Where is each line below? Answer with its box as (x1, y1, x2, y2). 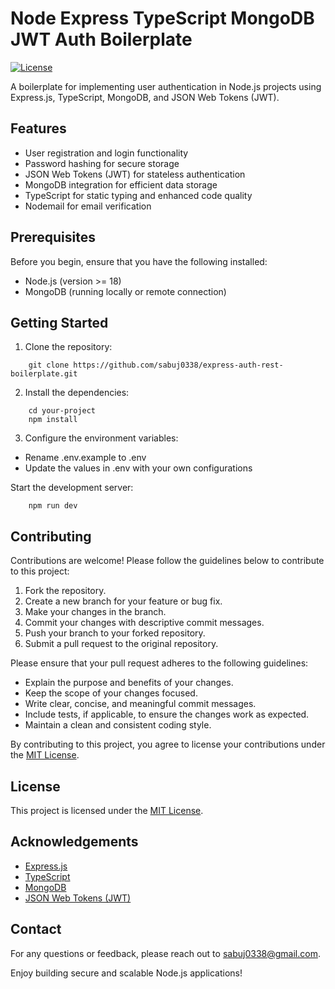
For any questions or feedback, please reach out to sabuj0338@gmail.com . (10, 947, 321, 959)
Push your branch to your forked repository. (24, 627, 206, 639)
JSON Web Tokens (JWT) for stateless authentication (24, 168, 246, 180)
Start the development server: (10, 482, 134, 494)
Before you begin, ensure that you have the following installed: (10, 255, 268, 267)
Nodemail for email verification (24, 200, 152, 212)
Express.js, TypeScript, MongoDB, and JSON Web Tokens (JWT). (10, 91, 280, 103)
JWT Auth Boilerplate (10, 28, 193, 51)
